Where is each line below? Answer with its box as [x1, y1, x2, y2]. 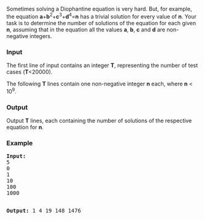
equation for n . [6, 123, 44, 131]
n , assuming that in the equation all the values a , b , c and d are [6, 26, 166, 33]
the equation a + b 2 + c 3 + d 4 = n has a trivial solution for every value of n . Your [6, 12, 197, 20]
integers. [29, 32, 52, 39]
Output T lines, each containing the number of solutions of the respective [6, 117, 192, 124]
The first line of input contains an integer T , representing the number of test [6, 61, 198, 69]
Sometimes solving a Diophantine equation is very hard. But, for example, [6, 6, 192, 12]
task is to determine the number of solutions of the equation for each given [6, 19, 197, 26]
